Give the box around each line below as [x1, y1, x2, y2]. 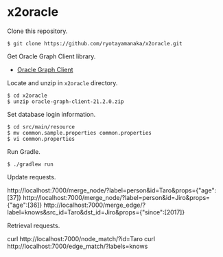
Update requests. [7, 172, 56, 181]
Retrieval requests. [7, 221, 60, 230]
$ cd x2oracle [7, 92, 48, 99]
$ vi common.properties [7, 135, 75, 142]
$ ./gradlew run [7, 161, 54, 168]
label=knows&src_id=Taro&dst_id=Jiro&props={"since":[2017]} [7, 208, 185, 216]
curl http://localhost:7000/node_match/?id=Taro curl [7, 234, 156, 243]
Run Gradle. [7, 147, 41, 155]
